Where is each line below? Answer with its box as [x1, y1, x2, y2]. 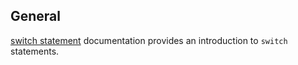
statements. [10, 45, 60, 57]
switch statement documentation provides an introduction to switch [10, 34, 288, 46]
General [10, 8, 62, 25]
